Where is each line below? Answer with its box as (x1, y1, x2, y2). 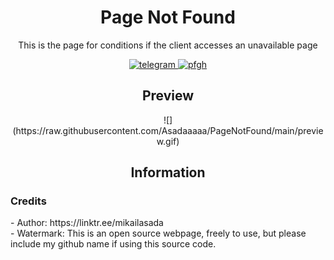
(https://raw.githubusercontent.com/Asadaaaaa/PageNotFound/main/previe (12, 124, 324, 136)
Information (130, 164, 206, 181)
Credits (10, 194, 47, 208)
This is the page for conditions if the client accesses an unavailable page (18, 39, 318, 51)
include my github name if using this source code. (10, 238, 217, 250)
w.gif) (156, 135, 180, 147)
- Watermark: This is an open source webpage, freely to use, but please (10, 227, 307, 240)
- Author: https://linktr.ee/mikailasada (10, 217, 164, 229)
